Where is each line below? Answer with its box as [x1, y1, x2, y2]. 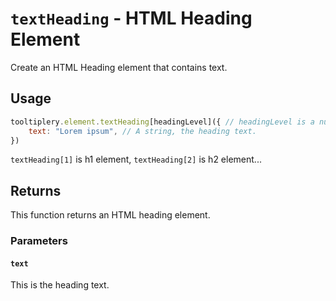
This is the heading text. [10, 279, 110, 291]
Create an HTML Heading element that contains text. [10, 61, 228, 73]
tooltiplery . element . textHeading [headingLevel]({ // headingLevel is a [10, 117, 315, 127]
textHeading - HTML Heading [10, 7, 253, 30]
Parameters [10, 234, 68, 248]
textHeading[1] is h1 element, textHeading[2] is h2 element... [10, 153, 262, 166]
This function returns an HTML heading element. [10, 209, 211, 221]
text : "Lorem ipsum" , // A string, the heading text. [28, 126, 257, 136]
